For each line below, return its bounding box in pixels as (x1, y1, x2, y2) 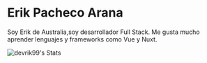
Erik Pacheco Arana (7, 5, 123, 21)
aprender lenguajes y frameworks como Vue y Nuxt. (7, 35, 158, 43)
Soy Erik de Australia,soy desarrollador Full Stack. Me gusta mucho (7, 28, 200, 36)
